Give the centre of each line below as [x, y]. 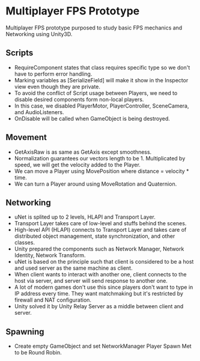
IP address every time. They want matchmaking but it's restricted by [99, 294]
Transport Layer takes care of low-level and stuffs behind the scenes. [100, 223]
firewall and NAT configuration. [53, 300]
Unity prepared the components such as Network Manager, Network [99, 249]
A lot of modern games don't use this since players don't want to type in [104, 287]
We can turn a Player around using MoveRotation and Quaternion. [95, 184]
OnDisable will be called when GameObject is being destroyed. [92, 118]
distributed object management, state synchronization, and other [95, 236]
